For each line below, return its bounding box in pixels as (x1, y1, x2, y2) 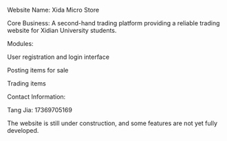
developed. (7, 127, 39, 134)
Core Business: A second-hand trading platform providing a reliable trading (7, 19, 220, 27)
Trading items (7, 79, 46, 88)
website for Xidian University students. (7, 27, 117, 34)
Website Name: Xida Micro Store (7, 6, 100, 14)
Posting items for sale (7, 66, 69, 74)
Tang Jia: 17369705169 (7, 106, 72, 114)
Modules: (7, 40, 34, 47)
